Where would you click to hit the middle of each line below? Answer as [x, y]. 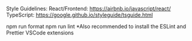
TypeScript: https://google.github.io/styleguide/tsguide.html [80, 15]
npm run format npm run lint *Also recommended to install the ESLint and [96, 26]
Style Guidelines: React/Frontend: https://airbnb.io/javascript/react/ [89, 9]
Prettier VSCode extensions [40, 33]
